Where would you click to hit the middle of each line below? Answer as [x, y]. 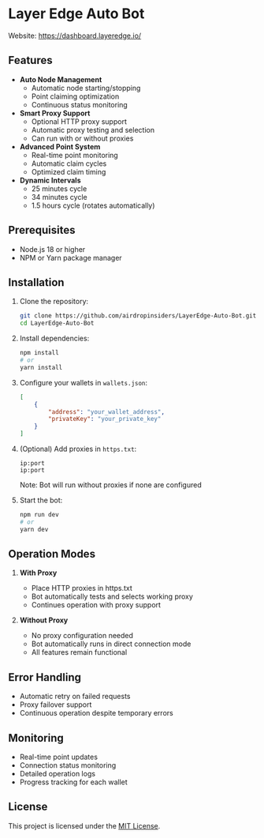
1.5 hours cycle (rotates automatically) [93, 205]
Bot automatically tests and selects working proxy [112, 596]
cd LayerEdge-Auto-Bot [57, 323]
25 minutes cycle [59, 188]
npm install [39, 353]
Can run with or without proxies [82, 138]
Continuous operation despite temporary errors [96, 713]
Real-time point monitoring [74, 155]
